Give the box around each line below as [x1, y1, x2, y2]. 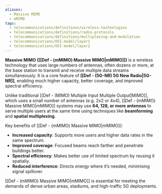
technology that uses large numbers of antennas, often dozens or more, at [5, 62, 154, 68]
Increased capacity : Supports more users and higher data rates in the [12, 132, 153, 138]
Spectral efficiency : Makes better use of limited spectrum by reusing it [12, 152, 155, 159]
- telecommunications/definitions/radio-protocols [9, 30, 114, 35]
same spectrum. [12, 137, 45, 143]
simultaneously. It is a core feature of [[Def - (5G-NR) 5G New [5, 72, 130, 78]
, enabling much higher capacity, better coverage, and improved [14, 78, 143, 84]
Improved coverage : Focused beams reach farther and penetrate [12, 142, 144, 148]
